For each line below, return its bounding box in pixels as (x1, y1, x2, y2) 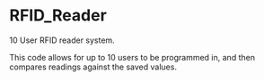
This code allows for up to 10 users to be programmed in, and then (9, 52, 256, 62)
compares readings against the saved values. (9, 61, 178, 72)
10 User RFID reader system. (9, 35, 115, 45)
